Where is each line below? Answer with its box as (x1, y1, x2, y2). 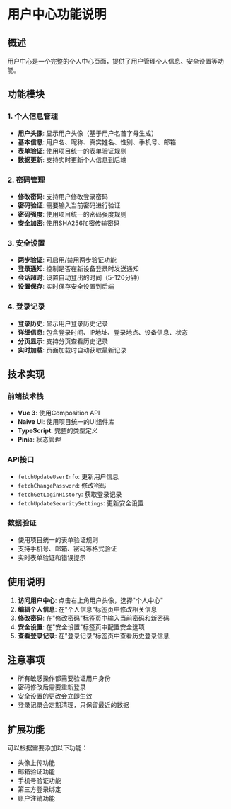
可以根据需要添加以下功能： (7, 744, 88, 752)
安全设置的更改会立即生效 (17, 692, 93, 701)
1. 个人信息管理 (7, 111, 59, 121)
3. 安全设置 (7, 238, 45, 248)
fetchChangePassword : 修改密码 (17, 481, 107, 489)
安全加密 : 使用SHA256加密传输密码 (17, 219, 120, 227)
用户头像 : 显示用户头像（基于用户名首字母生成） (17, 129, 158, 137)
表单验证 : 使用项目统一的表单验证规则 (17, 147, 127, 155)
